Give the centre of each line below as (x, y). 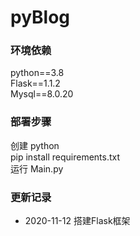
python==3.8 (37, 73)
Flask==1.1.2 (35, 83)
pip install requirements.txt (65, 157)
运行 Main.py (37, 168)
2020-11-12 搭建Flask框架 (77, 221)
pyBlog (40, 17)
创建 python (35, 145)
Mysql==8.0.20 (42, 94)
